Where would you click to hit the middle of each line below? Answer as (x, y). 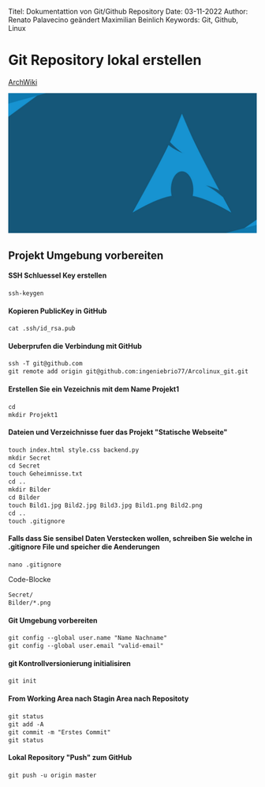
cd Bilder (24, 498)
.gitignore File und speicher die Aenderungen (84, 547)
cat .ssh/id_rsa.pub (42, 329)
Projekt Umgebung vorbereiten (86, 255)
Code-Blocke (30, 580)
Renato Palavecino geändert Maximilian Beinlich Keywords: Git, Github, (123, 20)
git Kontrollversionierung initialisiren (70, 663)
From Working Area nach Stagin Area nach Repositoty (99, 698)
